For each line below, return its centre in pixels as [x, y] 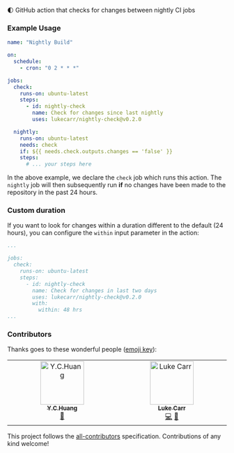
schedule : [28, 62]
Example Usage [34, 28]
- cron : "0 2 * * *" [49, 68]
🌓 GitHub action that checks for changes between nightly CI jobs [101, 10]
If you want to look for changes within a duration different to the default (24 [115, 225]
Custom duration [37, 210]
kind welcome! [28, 444]
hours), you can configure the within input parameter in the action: [103, 233]
